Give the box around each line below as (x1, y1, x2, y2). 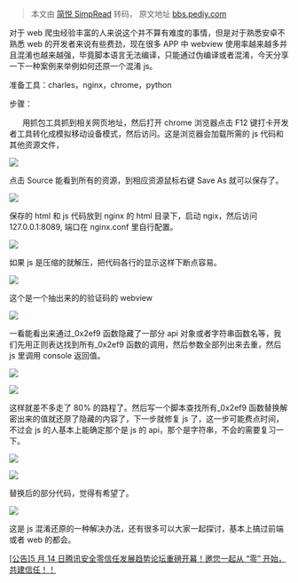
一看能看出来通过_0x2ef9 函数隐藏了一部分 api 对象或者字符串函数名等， (9, 328, 274, 338)
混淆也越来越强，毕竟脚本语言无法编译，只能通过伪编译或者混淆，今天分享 (16, 50, 289, 60)
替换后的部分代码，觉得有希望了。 (9, 488, 134, 498)
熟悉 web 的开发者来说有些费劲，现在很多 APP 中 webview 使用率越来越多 (9, 39, 280, 49)
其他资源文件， (9, 139, 64, 150)
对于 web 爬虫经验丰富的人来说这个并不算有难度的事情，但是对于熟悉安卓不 (9, 28, 286, 38)
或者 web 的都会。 (9, 534, 76, 545)
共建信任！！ (9, 564, 56, 575)
